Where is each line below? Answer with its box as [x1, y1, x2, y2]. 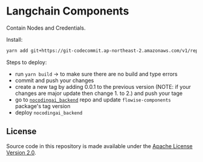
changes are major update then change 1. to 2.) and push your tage [14, 89, 183, 97]
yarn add [6, 47, 28, 54]
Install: [6, 36, 23, 43]
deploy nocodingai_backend [14, 109, 83, 116]
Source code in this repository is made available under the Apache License [6, 142, 193, 149]
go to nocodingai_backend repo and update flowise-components [14, 96, 171, 103]
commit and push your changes [14, 77, 94, 84]
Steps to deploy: [6, 59, 47, 66]
